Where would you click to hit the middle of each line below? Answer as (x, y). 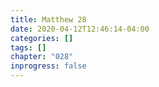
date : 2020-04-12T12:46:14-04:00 (80, 29)
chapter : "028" (42, 57)
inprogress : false (48, 66)
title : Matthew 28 (48, 19)
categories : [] (42, 38)
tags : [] (28, 47)
